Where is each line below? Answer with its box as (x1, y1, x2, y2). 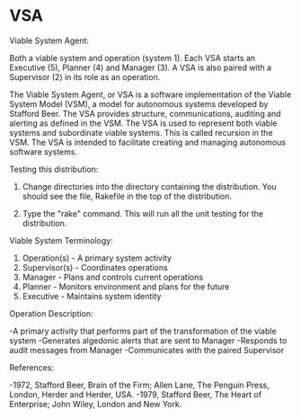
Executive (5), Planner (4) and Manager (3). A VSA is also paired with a (9, 62, 272, 73)
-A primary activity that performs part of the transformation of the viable (9, 325, 277, 336)
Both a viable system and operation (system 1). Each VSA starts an (9, 52, 256, 63)
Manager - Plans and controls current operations (22, 271, 204, 282)
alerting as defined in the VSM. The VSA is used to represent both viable (9, 118, 278, 129)
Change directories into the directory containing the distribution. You (22, 181, 277, 191)
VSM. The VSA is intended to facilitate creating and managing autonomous (9, 137, 286, 147)
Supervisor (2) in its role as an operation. (9, 71, 161, 82)
